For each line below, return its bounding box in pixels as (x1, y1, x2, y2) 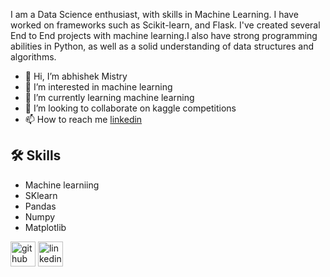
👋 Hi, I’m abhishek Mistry (24, 70, 128, 82)
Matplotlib (24, 221, 67, 233)
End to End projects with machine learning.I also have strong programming (10, 30, 318, 41)
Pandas (24, 200, 57, 212)
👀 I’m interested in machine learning (24, 81, 173, 93)
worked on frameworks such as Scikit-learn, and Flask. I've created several (10, 19, 321, 31)
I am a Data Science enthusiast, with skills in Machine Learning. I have (10, 9, 299, 20)
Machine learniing (24, 179, 100, 191)
